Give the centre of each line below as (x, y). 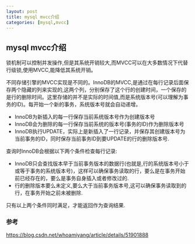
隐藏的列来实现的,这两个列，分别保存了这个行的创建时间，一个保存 (102, 90)
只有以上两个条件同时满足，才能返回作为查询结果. (66, 205)
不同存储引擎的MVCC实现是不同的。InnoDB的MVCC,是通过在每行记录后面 (95, 83)
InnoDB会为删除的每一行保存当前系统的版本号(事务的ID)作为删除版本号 (99, 124)
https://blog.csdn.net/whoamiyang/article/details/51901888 (77, 235)
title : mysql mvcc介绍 (33, 17)
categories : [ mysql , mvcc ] (37, 22)
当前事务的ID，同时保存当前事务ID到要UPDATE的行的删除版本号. (92, 139)
